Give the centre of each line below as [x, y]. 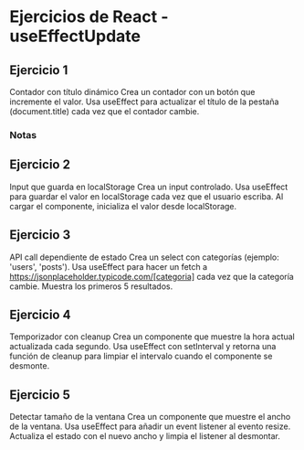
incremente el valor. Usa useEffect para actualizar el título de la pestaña [144, 102]
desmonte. [30, 366]
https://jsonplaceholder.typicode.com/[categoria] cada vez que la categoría [152, 276]
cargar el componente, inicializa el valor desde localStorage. [123, 206]
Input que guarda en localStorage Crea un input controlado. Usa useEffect [149, 187]
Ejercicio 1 [39, 70]
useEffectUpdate [75, 36]
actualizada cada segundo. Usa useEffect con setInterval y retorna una [143, 347]
